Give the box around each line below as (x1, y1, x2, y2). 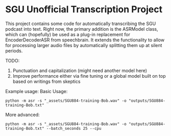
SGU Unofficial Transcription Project (5, 4, 162, 15)
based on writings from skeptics (12, 78, 81, 84)
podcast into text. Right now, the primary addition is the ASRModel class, (5, 26, 158, 32)
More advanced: (5, 111, 40, 118)
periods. (5, 48, 23, 54)
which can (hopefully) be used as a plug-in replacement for (5, 31, 130, 37)
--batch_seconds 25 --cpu (46, 126, 102, 131)
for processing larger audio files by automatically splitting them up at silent (5, 42, 162, 48)
